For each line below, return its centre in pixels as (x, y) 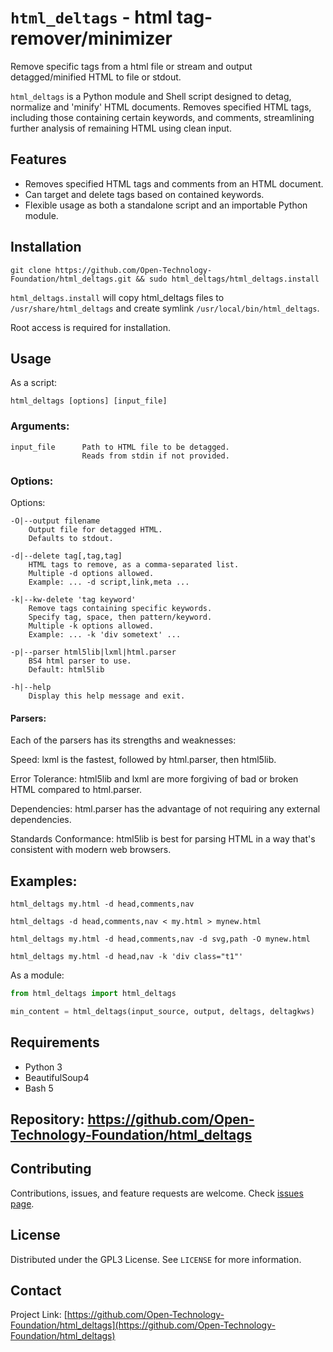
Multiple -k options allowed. (91, 626)
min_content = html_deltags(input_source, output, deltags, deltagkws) (162, 1011)
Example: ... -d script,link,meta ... (109, 582)
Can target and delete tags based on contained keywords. (144, 194)
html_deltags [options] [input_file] (89, 401)
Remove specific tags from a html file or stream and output (131, 66)
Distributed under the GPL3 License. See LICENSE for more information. (156, 1259)
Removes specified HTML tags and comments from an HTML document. (174, 183)
